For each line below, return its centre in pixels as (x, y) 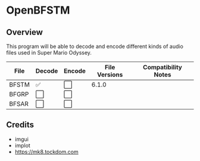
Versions (110, 75)
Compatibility (162, 67)
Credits (20, 125)
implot (23, 145)
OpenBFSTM (38, 10)
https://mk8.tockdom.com (46, 152)
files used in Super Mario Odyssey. (49, 53)
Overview (25, 32)
